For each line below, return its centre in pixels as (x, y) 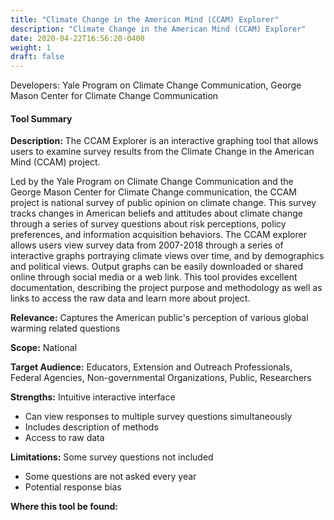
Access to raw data (64, 438)
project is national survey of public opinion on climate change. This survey (163, 203)
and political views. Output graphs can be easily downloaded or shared (156, 267)
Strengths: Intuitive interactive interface (93, 397)
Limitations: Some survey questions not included (112, 457)
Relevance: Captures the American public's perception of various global (159, 318)
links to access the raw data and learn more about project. (130, 298)
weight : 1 (31, 47)
